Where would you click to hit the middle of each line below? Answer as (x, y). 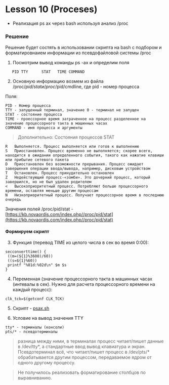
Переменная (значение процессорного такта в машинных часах (82, 279)
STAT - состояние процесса (34, 115)
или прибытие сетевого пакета (37, 160)
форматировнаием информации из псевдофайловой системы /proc (78, 53)
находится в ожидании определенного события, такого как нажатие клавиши (85, 155)
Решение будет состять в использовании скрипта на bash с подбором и (83, 48)
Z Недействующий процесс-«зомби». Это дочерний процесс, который (78, 178)
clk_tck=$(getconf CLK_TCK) (35, 299)
